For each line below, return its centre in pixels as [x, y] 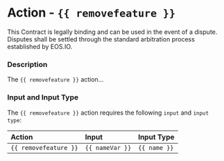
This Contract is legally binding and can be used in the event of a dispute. [112, 32]
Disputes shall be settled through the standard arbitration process [101, 39]
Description [27, 64]
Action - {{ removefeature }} [91, 13]
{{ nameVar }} [108, 148]
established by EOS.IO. [40, 46]
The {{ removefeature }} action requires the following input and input [108, 113]
